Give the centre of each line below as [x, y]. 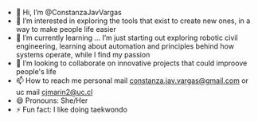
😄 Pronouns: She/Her [52, 100]
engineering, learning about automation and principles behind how [125, 46]
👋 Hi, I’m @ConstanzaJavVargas [68, 12]
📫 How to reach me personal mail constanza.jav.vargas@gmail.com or [132, 81]
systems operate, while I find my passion [83, 55]
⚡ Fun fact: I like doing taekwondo [71, 109]
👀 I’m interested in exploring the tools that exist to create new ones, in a [133, 21]
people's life [36, 71]
